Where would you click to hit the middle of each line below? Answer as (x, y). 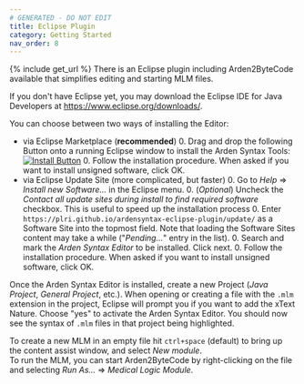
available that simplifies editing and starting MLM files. (111, 79)
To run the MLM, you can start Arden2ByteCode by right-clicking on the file (151, 360)
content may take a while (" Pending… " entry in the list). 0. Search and (153, 238)
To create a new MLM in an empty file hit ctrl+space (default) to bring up (146, 341)
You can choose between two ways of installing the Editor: (119, 124)
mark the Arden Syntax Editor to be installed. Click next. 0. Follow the (152, 248)
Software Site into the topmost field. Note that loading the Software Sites (159, 228)
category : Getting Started (61, 35)
